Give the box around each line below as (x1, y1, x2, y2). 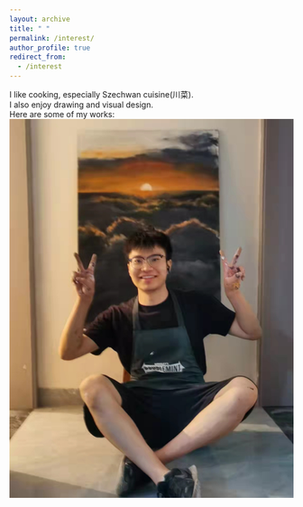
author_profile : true (9, 43, 91, 52)
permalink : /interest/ (9, 33, 95, 42)
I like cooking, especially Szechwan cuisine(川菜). (9, 89, 194, 99)
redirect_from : (9, 52, 67, 62)
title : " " (9, 23, 50, 33)
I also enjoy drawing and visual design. (9, 99, 153, 110)
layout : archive (9, 14, 70, 23)
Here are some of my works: (9, 109, 115, 119)
